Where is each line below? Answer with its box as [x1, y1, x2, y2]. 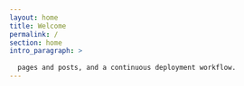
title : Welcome [9, 21, 67, 30]
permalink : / [9, 30, 59, 39]
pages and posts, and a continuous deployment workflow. [17, 64, 237, 73]
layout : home [9, 13, 59, 22]
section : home [9, 38, 63, 47]
